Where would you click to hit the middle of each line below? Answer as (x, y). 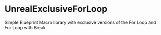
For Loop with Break (25, 27)
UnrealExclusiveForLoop (56, 9)
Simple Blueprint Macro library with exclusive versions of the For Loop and (80, 22)
